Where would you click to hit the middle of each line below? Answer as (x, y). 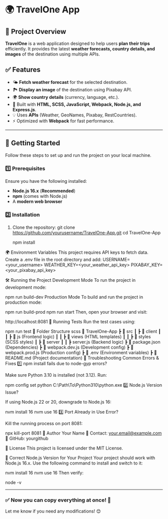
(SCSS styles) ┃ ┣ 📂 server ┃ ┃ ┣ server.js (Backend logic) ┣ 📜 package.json (83, 342)
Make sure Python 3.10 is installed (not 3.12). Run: (56, 375)
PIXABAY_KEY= (147, 265)
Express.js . (24, 109)
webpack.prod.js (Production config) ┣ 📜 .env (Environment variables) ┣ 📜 (81, 353)
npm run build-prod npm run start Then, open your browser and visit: (76, 312)
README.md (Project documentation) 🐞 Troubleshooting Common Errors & (82, 358)
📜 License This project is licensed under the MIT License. (64, 448)
